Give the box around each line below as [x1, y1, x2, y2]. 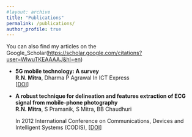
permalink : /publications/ [6, 20, 75, 26]
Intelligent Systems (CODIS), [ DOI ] [15, 124, 102, 131]
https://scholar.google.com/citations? [48, 50, 142, 57]
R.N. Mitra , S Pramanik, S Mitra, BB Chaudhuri [15, 105, 132, 113]
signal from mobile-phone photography [15, 99, 118, 106]
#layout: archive [6, 9, 51, 15]
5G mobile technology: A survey [15, 68, 99, 75]
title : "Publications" [6, 15, 64, 21]
